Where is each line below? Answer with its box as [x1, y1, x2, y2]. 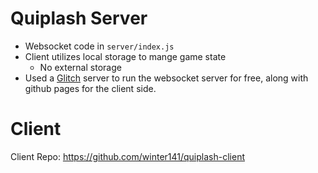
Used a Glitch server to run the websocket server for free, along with [24, 72, 309, 84]
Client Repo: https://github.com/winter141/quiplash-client [10, 150, 245, 162]
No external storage [39, 61, 122, 73]
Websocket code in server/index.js [24, 40, 175, 52]
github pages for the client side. [24, 82, 157, 94]
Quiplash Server [10, 7, 148, 30]
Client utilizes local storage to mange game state [24, 50, 227, 62]
